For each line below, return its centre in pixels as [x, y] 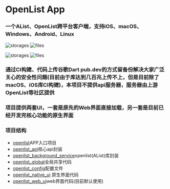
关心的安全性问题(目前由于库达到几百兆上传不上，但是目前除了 [82, 77]
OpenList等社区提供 [30, 93]
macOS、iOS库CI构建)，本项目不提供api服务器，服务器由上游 [81, 85]
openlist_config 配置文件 [38, 168]
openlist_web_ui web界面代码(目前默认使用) [58, 181]
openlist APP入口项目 [35, 142]
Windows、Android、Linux [40, 34]
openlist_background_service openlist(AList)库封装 [66, 155]
